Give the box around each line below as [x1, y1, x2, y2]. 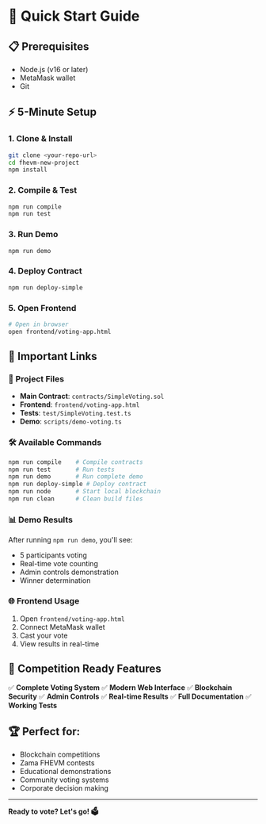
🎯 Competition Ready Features [8, 661, 161, 675]
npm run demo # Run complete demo [8, 473, 144, 481]
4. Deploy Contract [8, 266, 82, 277]
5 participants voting [19, 550, 87, 560]
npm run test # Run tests [8, 466, 115, 473]
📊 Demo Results [8, 514, 74, 525]
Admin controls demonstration [19, 567, 119, 577]
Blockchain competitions [19, 749, 101, 760]
